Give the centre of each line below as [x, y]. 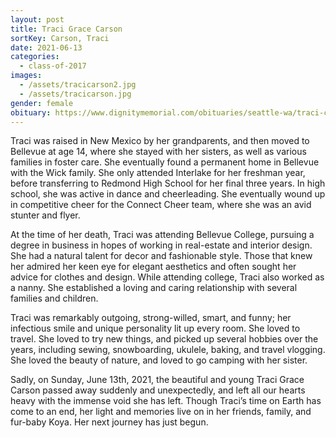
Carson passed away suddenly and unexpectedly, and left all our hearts [158, 390]
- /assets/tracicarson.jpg [75, 94]
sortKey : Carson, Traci [60, 38]
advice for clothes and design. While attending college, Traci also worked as [167, 277]
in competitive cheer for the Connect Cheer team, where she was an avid [161, 205]
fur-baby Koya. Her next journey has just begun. [109, 422]
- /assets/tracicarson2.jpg [78, 85]
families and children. [54, 298]
